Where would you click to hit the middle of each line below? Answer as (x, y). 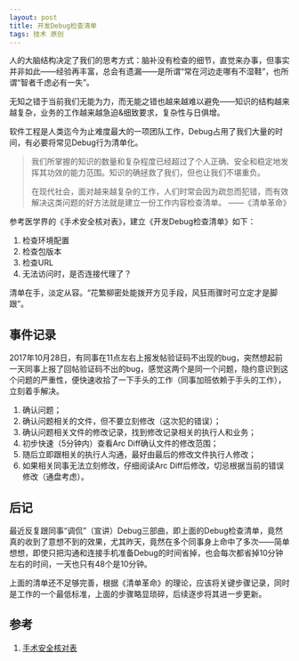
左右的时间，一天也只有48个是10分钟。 (81, 564)
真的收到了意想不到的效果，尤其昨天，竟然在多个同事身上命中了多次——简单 (149, 542)
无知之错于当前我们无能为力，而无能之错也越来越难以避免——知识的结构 (141, 101)
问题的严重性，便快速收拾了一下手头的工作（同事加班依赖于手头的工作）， (151, 380)
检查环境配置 (45, 240)
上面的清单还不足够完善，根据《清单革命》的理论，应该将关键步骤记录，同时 (149, 583)
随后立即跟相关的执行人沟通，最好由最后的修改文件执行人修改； (139, 455)
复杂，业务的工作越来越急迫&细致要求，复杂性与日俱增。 (121, 113)
